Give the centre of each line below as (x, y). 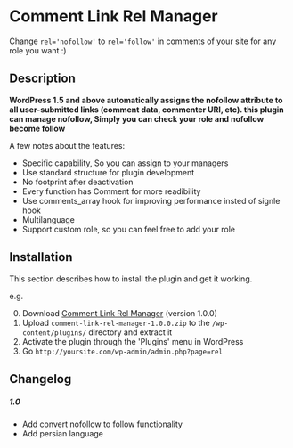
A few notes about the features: (67, 145)
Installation (41, 257)
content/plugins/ (54, 333)
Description (42, 79)
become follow (37, 128)
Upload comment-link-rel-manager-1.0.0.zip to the (116, 322)
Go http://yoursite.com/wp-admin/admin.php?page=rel (122, 351)
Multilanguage (49, 219)
